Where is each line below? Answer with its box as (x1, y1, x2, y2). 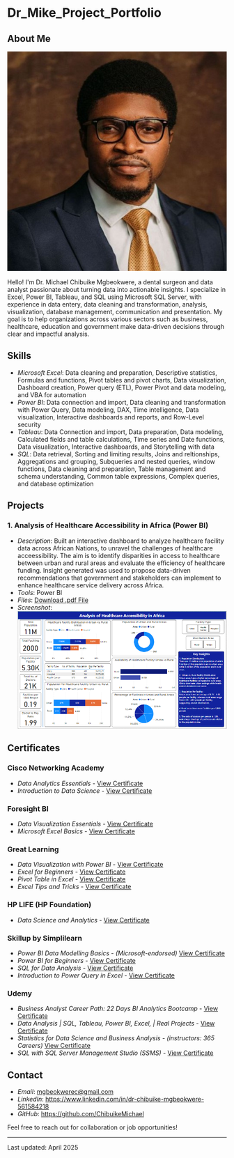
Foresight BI (7, 803, 49, 813)
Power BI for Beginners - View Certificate (17, 956, 136, 964)
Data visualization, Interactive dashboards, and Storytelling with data (17, 442, 214, 451)
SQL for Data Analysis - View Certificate (17, 964, 134, 972)
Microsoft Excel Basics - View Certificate (17, 827, 136, 835)
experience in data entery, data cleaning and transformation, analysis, (7, 300, 208, 308)
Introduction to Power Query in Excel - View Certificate (17, 971, 175, 980)
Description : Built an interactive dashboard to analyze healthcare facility (17, 536, 224, 545)
